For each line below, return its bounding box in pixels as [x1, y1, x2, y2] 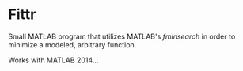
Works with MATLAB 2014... [8, 55, 99, 65]
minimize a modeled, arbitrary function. [8, 39, 137, 49]
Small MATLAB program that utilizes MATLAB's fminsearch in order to [8, 32, 236, 41]
